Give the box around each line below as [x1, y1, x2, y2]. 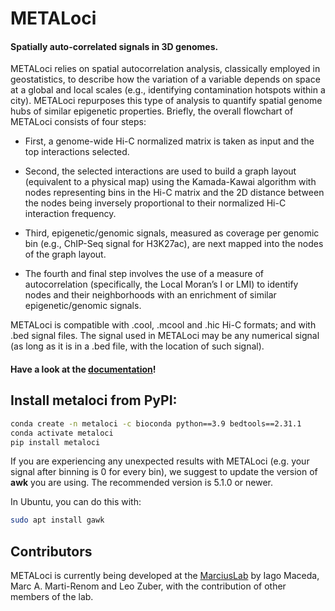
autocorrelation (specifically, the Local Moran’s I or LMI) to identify [24, 278, 299, 291]
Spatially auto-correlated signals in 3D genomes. [10, 40, 219, 52]
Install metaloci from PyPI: [10, 392, 178, 409]
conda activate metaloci [10, 428, 114, 438]
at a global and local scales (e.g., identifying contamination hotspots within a [10, 84, 326, 96]
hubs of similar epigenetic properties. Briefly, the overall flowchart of [10, 105, 294, 117]
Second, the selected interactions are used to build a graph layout [24, 165, 297, 177]
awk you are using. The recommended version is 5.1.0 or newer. [10, 477, 273, 489]
